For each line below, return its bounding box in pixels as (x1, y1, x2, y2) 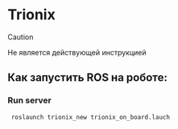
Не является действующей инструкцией (7, 47, 147, 57)
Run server (7, 95, 52, 106)
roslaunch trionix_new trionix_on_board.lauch (10, 113, 171, 121)
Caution (7, 32, 34, 42)
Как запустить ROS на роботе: (7, 71, 168, 85)
